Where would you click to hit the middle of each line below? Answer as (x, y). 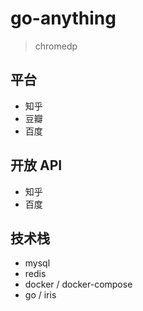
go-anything (63, 18)
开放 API (36, 165)
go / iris (40, 295)
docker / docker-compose (78, 284)
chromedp (56, 46)
